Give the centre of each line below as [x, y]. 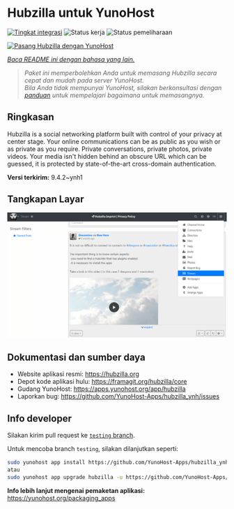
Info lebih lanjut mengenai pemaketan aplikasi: [76, 490]
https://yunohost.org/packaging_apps [61, 498]
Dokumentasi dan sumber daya [76, 357]
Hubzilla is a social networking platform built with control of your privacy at [115, 134]
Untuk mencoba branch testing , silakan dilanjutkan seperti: [93, 449]
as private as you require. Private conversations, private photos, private [110, 149]
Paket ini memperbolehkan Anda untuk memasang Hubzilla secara [120, 73]
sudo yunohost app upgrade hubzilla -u [65, 477]
